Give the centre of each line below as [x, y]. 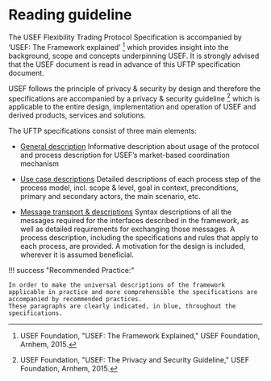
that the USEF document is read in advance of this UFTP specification [124, 64]
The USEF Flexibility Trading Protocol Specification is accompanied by [125, 37]
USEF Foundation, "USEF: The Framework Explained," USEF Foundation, [140, 336]
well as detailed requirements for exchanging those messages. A [127, 229]
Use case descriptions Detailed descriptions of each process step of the [140, 180]
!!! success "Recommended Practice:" [71, 271]
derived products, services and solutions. [77, 115]
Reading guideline [70, 15]
